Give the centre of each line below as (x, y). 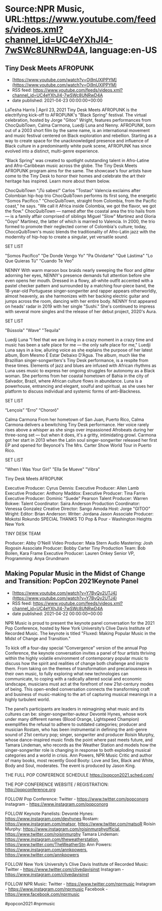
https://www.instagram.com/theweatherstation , (52, 839)
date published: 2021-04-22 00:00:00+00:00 (57, 613)
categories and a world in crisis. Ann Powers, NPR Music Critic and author (79, 755)
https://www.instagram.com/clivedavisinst (47, 874)
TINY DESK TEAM (23, 533)
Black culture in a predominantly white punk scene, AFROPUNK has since (78, 146)
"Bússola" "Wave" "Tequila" (33, 330)
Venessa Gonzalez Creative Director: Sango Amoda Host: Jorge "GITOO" (78, 509)
